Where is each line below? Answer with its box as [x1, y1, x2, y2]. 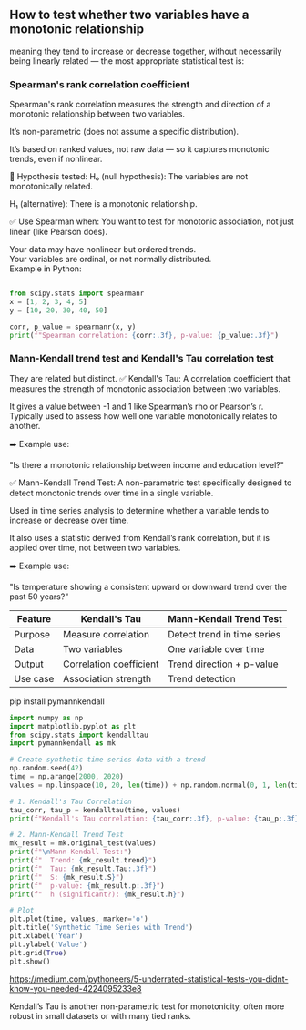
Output [14, 658, 44, 670]
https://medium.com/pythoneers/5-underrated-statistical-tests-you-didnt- [9, 974, 289, 984]
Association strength [63, 672, 152, 685]
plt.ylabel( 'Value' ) [9, 940, 88, 949]
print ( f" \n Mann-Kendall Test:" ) [9, 847, 132, 857]
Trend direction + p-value [168, 658, 279, 670]
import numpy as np [9, 713, 84, 722]
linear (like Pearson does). [9, 227, 107, 238]
